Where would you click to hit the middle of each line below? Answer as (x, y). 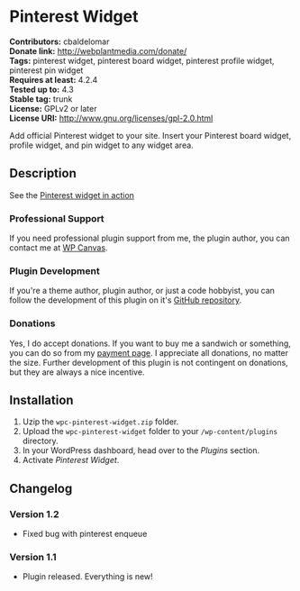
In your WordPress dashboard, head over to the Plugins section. (141, 450)
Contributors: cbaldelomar (59, 41)
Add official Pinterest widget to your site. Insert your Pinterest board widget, (150, 135)
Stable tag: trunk (41, 99)
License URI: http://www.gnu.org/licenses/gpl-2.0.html (111, 118)
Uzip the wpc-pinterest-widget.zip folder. (100, 422)
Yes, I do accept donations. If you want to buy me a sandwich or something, (150, 343)
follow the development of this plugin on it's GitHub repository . (126, 300)
